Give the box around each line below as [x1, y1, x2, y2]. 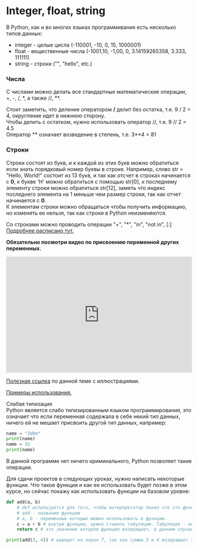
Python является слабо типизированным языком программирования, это [6, 406, 192, 413]
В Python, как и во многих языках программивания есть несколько [6, 24, 176, 31]
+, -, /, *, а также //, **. [6, 94, 61, 101]
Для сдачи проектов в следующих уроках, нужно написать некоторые [6, 475, 184, 482]
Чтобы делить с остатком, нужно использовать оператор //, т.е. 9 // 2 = [6, 119, 187, 126]
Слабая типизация [6, 400, 52, 407]
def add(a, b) [6, 499, 41, 505]
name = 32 [6, 441, 31, 448]
